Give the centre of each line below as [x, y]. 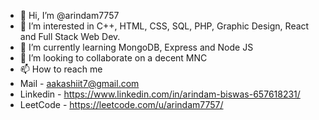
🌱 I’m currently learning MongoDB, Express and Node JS [136, 47]
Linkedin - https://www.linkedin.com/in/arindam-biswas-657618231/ [160, 94]
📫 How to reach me [61, 69]
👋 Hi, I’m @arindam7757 [69, 15]
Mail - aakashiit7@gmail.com [79, 83]
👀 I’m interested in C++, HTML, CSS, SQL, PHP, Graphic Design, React [164, 26]
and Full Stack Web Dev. [70, 36]
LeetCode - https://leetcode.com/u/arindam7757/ [121, 104]
